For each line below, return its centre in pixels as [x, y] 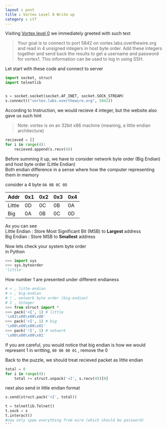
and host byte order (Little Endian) [40, 164]
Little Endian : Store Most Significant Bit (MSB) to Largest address [73, 231]
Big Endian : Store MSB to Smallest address [50, 237]
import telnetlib [23, 83]
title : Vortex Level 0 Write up [40, 15]
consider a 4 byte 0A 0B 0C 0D [36, 184]
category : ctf [21, 19]
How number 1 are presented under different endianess [62, 280]
